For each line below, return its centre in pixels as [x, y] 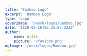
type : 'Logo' [18, 19]
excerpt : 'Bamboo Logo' [29, 14]
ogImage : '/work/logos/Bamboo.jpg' [41, 46]
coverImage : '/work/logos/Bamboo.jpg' [44, 23]
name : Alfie [26, 37]
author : [13, 32]
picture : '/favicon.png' [39, 41]
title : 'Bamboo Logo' [27, 9]
